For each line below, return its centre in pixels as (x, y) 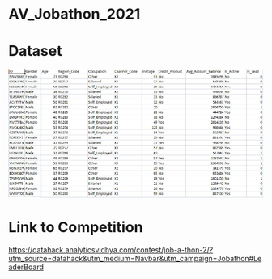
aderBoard (26, 267)
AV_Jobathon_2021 (74, 14)
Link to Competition (76, 228)
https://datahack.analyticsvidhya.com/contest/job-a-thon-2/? (111, 250)
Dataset (35, 51)
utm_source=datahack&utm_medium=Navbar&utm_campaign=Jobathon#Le (135, 259)
